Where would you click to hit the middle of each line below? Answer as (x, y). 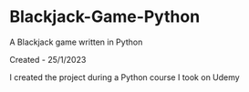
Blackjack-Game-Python (105, 17)
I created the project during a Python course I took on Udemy (124, 77)
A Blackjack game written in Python (76, 42)
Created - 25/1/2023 (48, 59)
